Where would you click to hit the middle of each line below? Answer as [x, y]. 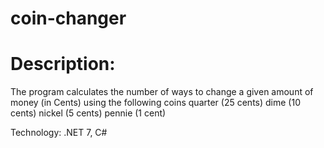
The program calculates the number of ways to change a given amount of [162, 92]
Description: [63, 64]
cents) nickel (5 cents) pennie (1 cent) [88, 113]
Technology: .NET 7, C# [59, 133]
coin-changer [68, 18]
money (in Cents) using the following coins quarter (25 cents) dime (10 [155, 103]
